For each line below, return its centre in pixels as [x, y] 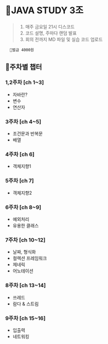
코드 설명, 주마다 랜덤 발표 [51, 33]
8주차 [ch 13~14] [26, 286]
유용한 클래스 [26, 225]
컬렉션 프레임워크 [30, 258]
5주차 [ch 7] [20, 181]
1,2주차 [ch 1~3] [25, 83]
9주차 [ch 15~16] [25, 318]
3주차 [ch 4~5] [23, 121]
